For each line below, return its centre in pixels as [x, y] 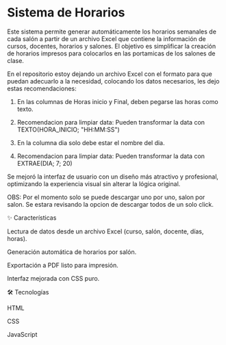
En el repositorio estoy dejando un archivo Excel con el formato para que [110, 74]
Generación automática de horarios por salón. [72, 252]
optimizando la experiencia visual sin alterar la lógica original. [94, 183]
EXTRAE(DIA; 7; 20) [45, 163]
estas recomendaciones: [42, 88]
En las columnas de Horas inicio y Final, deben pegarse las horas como [117, 101]
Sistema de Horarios [66, 13]
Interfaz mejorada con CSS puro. [53, 278]
